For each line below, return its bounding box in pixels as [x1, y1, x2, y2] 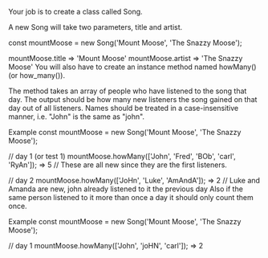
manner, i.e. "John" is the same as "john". [8, 112, 145, 121]
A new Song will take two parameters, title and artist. [8, 23, 183, 31]
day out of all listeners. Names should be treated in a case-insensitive [8, 104, 239, 113]
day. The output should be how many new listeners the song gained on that [8, 95, 258, 104]
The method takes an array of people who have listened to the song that [8, 86, 247, 96]
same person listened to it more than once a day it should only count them [8, 193, 254, 202]
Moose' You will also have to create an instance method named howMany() [8, 62, 257, 72]
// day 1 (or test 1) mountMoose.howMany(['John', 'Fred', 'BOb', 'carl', [8, 152, 236, 161]
